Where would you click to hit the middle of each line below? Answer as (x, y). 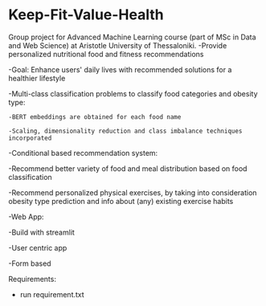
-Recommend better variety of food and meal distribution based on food (128, 168)
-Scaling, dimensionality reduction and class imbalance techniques (125, 131)
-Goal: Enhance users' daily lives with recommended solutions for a (120, 69)
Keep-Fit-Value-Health (86, 15)
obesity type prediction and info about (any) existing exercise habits (121, 201)
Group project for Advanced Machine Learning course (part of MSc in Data (132, 37)
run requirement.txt (52, 294)
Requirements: (32, 279)
